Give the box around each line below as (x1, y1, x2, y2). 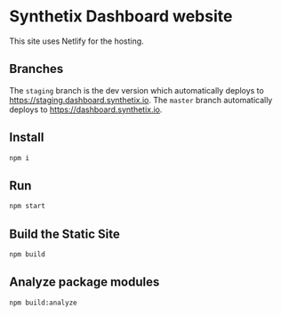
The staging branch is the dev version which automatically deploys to (9, 85, 264, 95)
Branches (9, 61, 64, 77)
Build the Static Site (9, 226, 120, 241)
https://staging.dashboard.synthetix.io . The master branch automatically (9, 94, 273, 105)
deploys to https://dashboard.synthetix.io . (9, 104, 163, 115)
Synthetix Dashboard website (9, 6, 233, 27)
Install (9, 130, 44, 145)
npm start (9, 202, 46, 211)
